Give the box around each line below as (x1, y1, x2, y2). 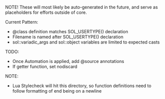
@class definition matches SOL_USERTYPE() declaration (12, 29, 128, 34)
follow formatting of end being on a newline (12, 88, 102, 94)
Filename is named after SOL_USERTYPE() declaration (12, 34, 123, 40)
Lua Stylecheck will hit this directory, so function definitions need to (12, 83, 152, 89)
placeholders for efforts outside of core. (5, 9, 87, 15)
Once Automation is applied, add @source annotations (12, 58, 124, 64)
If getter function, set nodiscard (12, 64, 78, 69)
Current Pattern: (5, 19, 38, 25)
